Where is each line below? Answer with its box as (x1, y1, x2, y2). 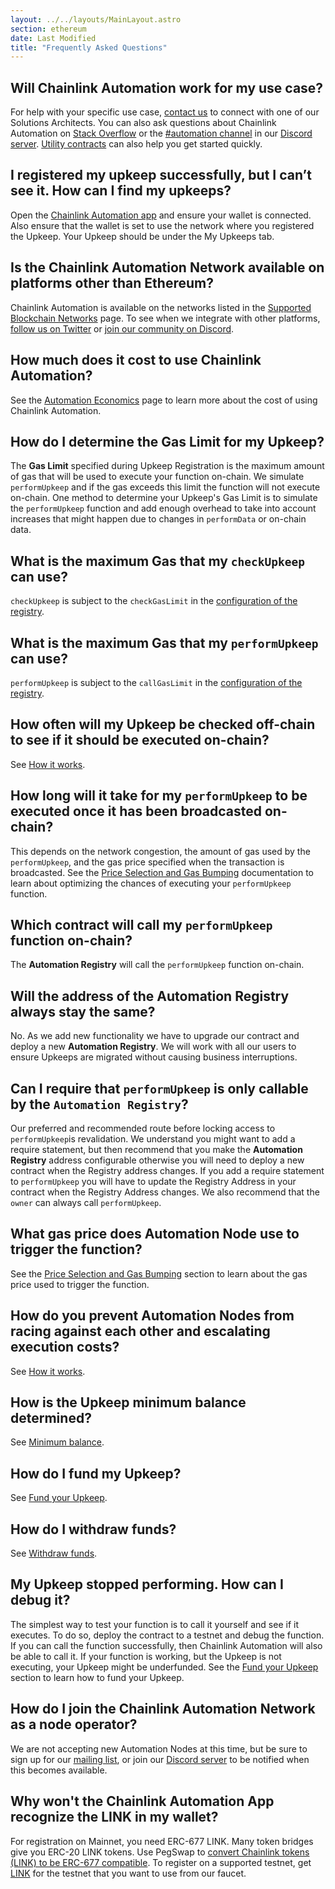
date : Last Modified (10, 33, 97, 43)
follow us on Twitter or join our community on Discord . (10, 322, 235, 335)
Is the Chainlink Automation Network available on (10, 259, 325, 276)
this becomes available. (10, 1764, 108, 1776)
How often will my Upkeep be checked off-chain (10, 716, 316, 733)
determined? (10, 1410, 92, 1427)
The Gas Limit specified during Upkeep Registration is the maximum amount (10, 460, 325, 472)
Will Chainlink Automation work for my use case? (10, 79, 324, 96)
